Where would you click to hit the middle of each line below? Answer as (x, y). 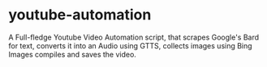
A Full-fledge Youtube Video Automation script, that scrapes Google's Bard (134, 37)
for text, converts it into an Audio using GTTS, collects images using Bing (131, 45)
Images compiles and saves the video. (72, 54)
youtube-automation (80, 15)
